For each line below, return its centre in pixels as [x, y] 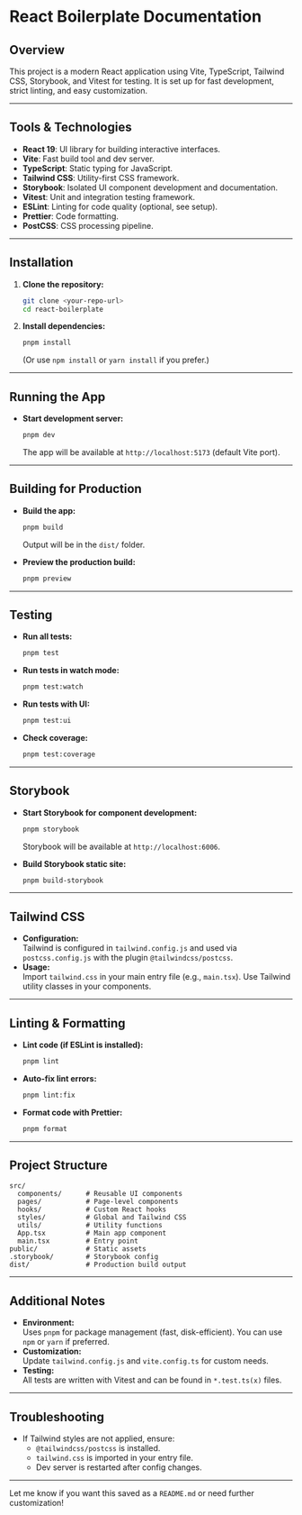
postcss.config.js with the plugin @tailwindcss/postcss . [128, 958]
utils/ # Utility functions [90, 1226]
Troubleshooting [57, 1417]
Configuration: [50, 938]
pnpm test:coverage [59, 754]
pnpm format [44, 1128]
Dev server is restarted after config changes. [119, 1467]
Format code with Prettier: [72, 1112]
